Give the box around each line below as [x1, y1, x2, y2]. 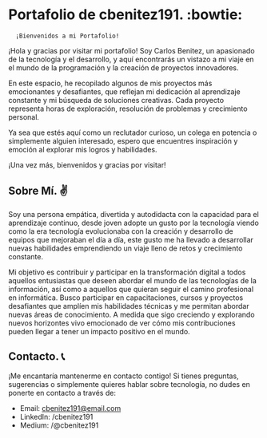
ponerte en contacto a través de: [8, 388, 116, 397]
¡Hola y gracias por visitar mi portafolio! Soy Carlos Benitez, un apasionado [8, 45, 255, 55]
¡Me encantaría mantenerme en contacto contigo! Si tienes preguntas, [8, 371, 239, 381]
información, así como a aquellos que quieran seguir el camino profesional [8, 284, 254, 294]
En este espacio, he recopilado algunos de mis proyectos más [8, 78, 213, 88]
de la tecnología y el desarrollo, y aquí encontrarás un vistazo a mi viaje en [8, 54, 254, 64]
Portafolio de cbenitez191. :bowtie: [8, 6, 243, 24]
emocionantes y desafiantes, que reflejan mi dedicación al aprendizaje [8, 86, 241, 97]
